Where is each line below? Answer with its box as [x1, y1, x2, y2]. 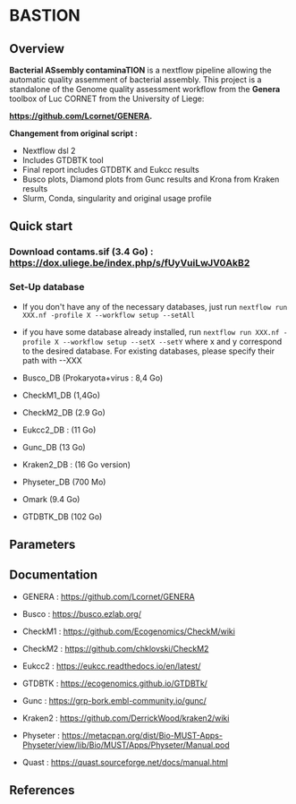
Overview [9, 41, 65, 56]
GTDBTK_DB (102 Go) [21, 511, 103, 522]
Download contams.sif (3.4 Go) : [9, 245, 154, 258]
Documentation [9, 568, 98, 583]
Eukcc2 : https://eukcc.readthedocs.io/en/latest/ [21, 660, 201, 671]
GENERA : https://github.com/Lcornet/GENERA [21, 591, 195, 602]
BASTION [9, 5, 80, 26]
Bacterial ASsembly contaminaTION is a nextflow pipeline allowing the [9, 64, 272, 75]
